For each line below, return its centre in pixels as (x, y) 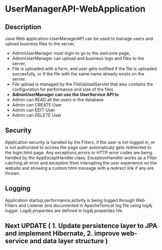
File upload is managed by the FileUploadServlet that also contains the (82, 84)
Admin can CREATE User (37, 105)
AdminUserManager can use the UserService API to (65, 94)
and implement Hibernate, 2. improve (62, 234)
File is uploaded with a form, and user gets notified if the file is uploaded (84, 69)
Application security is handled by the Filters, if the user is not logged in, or (80, 142)
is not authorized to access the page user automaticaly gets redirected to (78, 147)
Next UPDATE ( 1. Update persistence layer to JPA (81, 226)
